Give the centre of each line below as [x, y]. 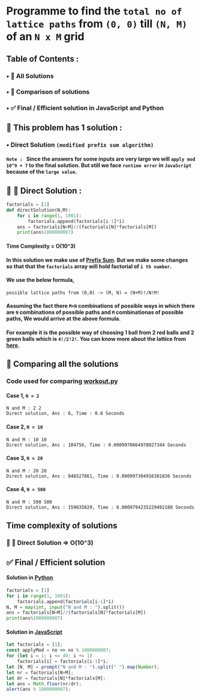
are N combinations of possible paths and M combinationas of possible [95, 312]
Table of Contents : [43, 59]
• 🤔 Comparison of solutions [48, 92]
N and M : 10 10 [26, 439]
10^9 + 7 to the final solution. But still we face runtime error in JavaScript [99, 165]
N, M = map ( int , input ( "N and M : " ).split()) [65, 607]
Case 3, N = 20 [25, 458]
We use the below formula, [40, 280]
